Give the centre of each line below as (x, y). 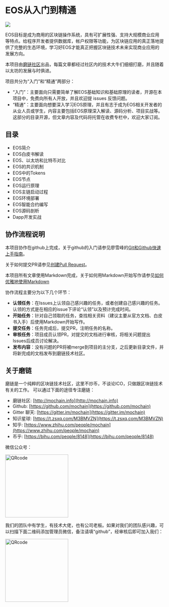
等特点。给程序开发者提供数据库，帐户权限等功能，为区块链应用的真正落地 (82, 41)
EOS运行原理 (26, 185)
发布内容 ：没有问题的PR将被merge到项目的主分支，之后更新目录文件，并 (88, 347)
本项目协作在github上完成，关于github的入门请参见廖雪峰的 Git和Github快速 (83, 247)
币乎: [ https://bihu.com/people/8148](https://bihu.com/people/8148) (83, 437)
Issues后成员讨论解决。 (37, 341)
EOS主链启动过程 (30, 191)
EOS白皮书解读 (28, 154)
